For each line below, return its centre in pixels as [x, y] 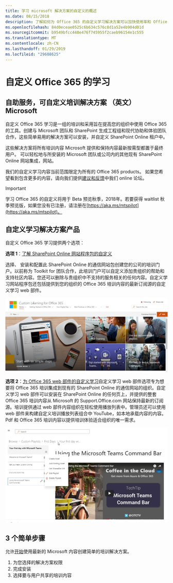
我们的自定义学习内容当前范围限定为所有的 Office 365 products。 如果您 [82, 171]
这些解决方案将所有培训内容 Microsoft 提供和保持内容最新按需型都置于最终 [84, 148]
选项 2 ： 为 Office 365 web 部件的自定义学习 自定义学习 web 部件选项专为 [83, 381]
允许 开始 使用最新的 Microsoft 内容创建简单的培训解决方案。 [69, 552]
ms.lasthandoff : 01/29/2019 [36, 49]
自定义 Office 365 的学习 [58, 82]
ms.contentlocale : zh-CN [32, 44]
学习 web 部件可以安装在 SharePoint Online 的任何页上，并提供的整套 [83, 394]
